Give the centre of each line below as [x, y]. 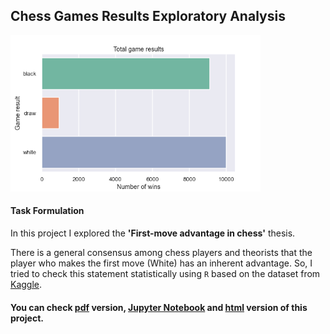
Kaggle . [26, 285]
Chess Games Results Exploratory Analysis [148, 16]
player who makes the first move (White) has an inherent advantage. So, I [161, 263]
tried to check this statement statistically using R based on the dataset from [165, 274]
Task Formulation [47, 211]
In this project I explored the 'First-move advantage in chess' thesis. [153, 233]
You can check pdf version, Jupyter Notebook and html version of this [159, 307]
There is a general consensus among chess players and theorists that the [161, 253]
